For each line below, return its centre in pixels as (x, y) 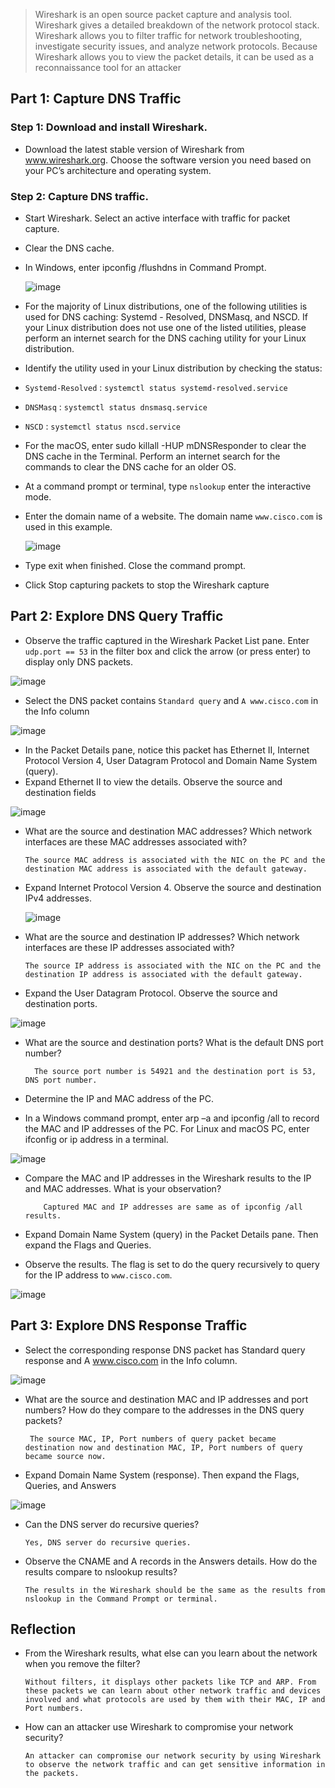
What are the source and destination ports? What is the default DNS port (174, 1042)
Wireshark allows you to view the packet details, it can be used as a (174, 57)
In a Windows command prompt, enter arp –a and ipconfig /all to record (172, 1118)
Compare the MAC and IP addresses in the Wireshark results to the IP (168, 1178)
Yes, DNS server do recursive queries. (108, 1542)
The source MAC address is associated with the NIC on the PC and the (175, 860)
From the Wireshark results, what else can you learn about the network (171, 1653)
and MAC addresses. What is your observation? (123, 1188)
